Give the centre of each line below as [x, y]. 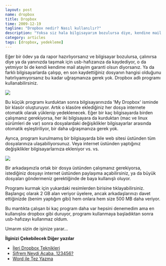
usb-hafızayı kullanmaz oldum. [37, 219]
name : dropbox [20, 14]
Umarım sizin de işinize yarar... [37, 229]
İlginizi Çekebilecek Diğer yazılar [40, 238]
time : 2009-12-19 [23, 24]
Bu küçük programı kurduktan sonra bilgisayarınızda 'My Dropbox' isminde [82, 102]
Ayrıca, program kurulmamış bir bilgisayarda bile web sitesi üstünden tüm [81, 138]
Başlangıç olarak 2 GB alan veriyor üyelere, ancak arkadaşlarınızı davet [78, 193]
